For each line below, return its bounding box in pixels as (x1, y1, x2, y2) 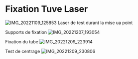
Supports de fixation (5, 29, 47, 35)
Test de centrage (5, 48, 40, 54)
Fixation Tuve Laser (5, 3, 88, 15)
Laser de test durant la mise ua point (57, 20, 133, 26)
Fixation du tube (5, 38, 39, 45)
